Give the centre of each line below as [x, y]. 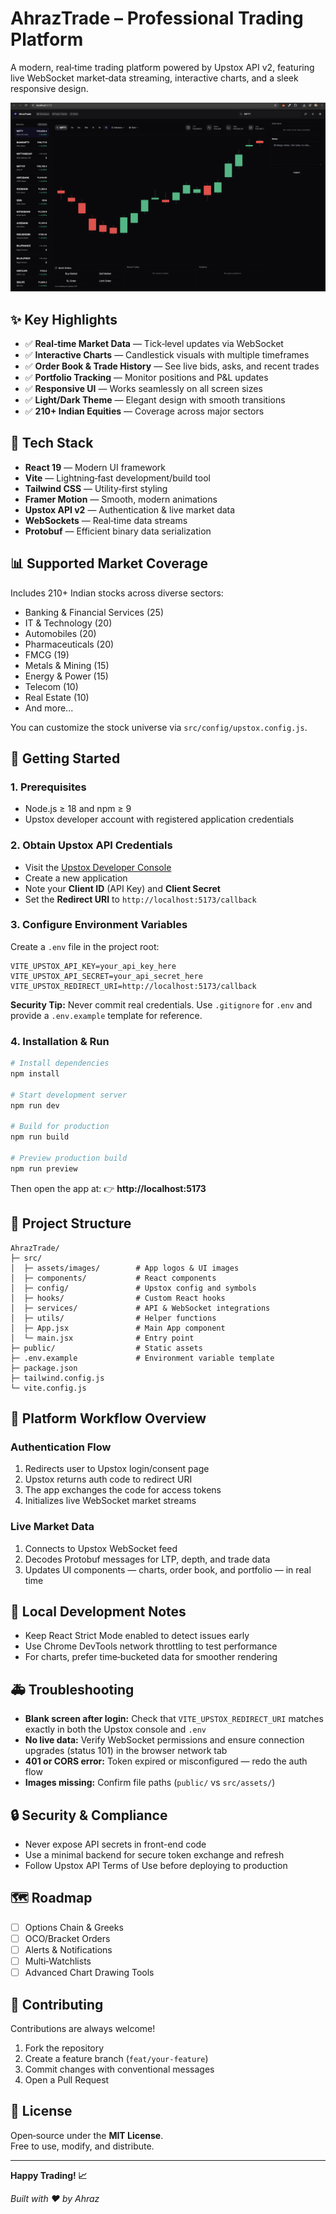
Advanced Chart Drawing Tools [89, 1973]
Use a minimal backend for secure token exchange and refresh [154, 1855]
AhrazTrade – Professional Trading [157, 18]
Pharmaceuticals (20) [69, 644]
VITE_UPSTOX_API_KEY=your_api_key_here [93, 966]
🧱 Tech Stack [52, 443]
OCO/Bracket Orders [67, 1938]
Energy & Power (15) [66, 676]
